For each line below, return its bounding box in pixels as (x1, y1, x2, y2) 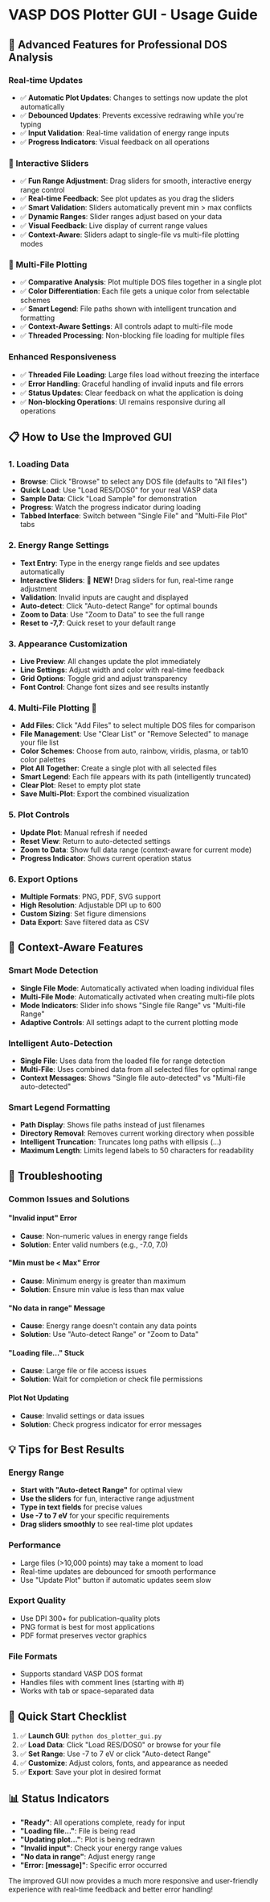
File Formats (8, 1651, 58, 1662)
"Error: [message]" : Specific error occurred (19, 1860, 167, 1870)
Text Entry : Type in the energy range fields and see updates (19, 558, 220, 567)
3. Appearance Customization (8, 638, 128, 650)
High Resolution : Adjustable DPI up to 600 (19, 900, 162, 910)
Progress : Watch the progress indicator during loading (19, 502, 201, 513)
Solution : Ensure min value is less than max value (19, 1284, 185, 1294)
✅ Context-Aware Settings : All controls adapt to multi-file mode (19, 322, 233, 331)
